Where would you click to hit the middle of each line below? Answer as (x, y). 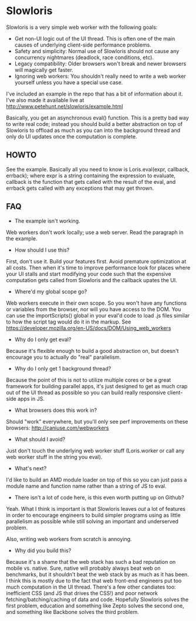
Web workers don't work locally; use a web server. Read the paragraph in (95, 232)
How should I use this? (42, 250)
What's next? (31, 468)
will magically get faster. (44, 70)
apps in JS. (31, 398)
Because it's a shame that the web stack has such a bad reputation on (91, 561)
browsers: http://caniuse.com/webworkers (58, 428)
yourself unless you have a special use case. (69, 82)
